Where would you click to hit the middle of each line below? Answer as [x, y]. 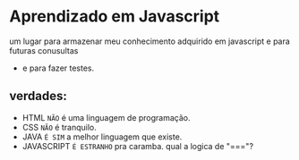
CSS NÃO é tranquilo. [59, 127]
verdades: [38, 96]
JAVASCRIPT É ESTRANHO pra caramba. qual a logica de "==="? [137, 146]
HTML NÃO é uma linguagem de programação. [106, 117]
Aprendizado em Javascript [115, 17]
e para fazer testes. [58, 68]
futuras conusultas [44, 50]
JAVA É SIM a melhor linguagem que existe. [102, 137]
